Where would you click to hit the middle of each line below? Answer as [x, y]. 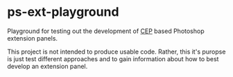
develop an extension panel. [48, 66]
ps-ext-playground [63, 12]
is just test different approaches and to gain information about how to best [113, 58]
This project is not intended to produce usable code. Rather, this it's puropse [116, 52]
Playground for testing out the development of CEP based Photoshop [106, 31]
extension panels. [32, 38]
